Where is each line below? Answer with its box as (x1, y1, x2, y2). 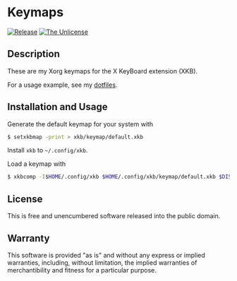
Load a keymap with (7, 160, 66, 168)
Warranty (7, 232, 50, 244)
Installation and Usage (7, 101, 108, 113)
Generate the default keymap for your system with (7, 119, 154, 128)
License (7, 193, 43, 205)
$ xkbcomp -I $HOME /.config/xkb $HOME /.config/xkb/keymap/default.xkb (7, 174, 217, 181)
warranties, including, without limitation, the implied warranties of (7, 258, 197, 267)
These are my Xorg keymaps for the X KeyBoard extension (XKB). (7, 66, 198, 75)
